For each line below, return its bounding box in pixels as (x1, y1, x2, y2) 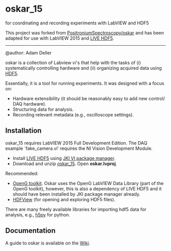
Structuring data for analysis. (12, 106, 74, 112)
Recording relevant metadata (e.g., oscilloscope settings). (12, 111, 134, 117)
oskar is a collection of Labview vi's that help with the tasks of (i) (5, 59, 141, 66)
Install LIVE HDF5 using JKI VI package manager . (12, 155, 116, 161)
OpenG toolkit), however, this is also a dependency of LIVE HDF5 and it (12, 185, 162, 192)
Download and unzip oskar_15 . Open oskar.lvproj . (12, 161, 117, 167)
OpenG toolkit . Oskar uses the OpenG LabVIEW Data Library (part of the (12, 180, 164, 186)
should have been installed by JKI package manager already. (12, 191, 141, 197)
